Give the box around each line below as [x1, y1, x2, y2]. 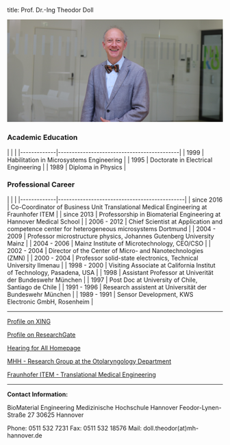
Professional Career [7, 180, 75, 189]
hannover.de [7, 431, 42, 440]
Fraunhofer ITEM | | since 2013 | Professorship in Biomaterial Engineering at [7, 210, 221, 218]
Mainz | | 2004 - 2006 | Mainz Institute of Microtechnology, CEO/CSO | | [7, 239, 211, 248]
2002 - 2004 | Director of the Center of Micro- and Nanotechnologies [7, 246, 204, 254]
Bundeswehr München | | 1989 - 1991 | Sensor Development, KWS [7, 290, 194, 298]
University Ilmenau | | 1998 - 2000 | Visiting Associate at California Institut [7, 261, 216, 269]
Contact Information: [7, 390, 68, 398]
